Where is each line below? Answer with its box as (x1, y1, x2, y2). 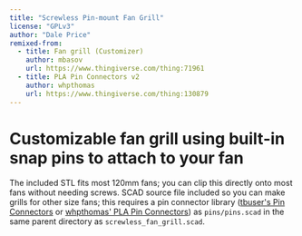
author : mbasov (25, 55, 83, 64)
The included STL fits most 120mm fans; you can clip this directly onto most (9, 178, 293, 189)
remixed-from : (9, 38, 63, 48)
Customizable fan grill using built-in (9, 128, 286, 149)
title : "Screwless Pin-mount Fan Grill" (9, 13, 165, 23)
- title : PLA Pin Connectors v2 (17, 73, 141, 82)
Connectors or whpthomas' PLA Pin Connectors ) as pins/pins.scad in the (9, 206, 285, 218)
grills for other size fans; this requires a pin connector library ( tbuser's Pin (9, 197, 286, 208)
